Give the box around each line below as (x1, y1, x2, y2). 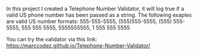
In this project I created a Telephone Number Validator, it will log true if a (6, 5, 184, 12)
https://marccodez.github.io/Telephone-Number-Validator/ (6, 42, 151, 49)
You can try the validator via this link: (6, 36, 98, 42)
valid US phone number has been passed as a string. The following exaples (6, 11, 192, 19)
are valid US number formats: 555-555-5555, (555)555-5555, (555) (6, 18, 172, 25)
